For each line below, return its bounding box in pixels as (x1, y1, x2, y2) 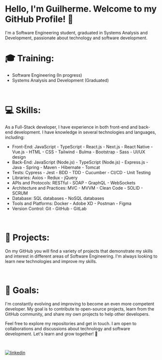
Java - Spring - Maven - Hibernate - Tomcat (12, 164, 100, 170)
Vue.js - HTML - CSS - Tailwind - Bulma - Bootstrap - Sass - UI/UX (12, 149, 146, 155)
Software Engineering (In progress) (12, 72, 82, 78)
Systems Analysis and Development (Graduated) (12, 77, 109, 83)
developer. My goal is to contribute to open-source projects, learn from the (5, 306, 155, 311)
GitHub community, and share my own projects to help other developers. (5, 311, 150, 317)
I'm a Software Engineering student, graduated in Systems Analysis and (5, 30, 148, 35)
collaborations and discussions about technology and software (5, 326, 131, 331)
